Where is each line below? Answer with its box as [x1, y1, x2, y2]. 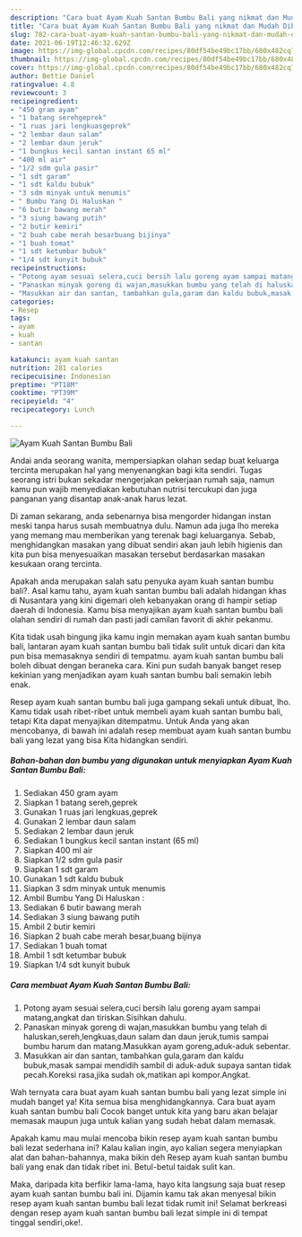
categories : [10, 297, 55, 306]
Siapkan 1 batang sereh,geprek [22, 797, 138, 808]
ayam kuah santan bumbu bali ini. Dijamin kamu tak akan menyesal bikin [10, 1188, 277, 1199]
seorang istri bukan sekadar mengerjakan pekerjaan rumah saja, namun [10, 473, 275, 485]
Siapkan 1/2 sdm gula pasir [22, 854, 124, 865]
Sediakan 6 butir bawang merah [22, 902, 142, 913]
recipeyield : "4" [10, 397, 75, 406]
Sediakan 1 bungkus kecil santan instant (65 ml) [22, 835, 200, 845]
